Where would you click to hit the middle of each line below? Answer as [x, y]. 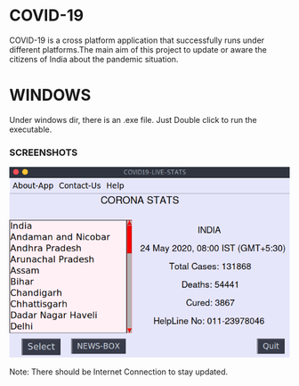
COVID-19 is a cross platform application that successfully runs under [137, 40]
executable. [31, 129]
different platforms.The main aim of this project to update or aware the [138, 49]
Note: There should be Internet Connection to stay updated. [119, 372]
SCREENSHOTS [44, 152]
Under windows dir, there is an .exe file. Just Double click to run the [133, 119]
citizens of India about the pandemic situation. [94, 59]
